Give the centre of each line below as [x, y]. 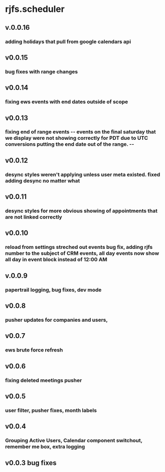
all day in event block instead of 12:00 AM [56, 260]
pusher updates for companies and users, [56, 320]
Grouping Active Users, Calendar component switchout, [74, 441]
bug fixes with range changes [41, 71]
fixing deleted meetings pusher [44, 380]
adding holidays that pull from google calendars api [68, 42]
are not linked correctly [34, 217]
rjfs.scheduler [35, 9]
